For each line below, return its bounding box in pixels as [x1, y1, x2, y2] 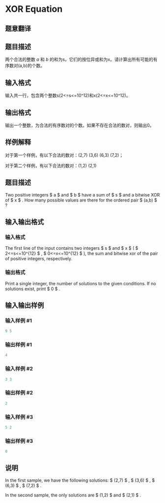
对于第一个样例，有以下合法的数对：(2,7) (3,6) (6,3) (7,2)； [5, 152, 124, 158]
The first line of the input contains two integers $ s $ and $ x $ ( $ [5, 245, 138, 251]
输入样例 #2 [5, 366, 33, 372]
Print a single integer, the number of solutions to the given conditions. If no [5, 280, 156, 286]
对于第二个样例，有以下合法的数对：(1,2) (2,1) [5, 163, 97, 168]
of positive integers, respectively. [5, 256, 73, 262]
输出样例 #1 [5, 341, 32, 348]
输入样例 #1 [5, 317, 32, 324]
